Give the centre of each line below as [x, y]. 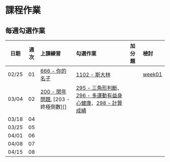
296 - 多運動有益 [96, 95]
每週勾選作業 [25, 31]
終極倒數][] [53, 107]
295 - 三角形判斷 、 [99, 88]
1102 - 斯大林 [93, 75]
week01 [152, 74]
